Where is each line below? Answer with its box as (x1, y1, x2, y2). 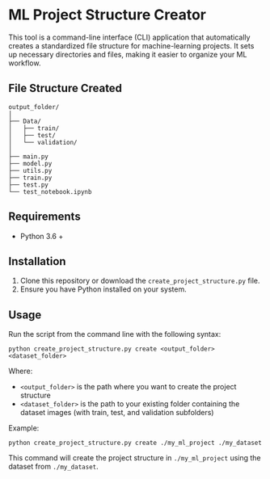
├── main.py (8, 152, 49, 161)
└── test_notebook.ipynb (8, 187, 92, 195)
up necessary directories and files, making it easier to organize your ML (8, 49, 247, 59)
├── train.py (8, 174, 53, 182)
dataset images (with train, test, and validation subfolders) (19, 408, 214, 418)
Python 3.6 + (19, 231, 64, 241)
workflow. (8, 58, 41, 68)
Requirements (8, 210, 81, 224)
